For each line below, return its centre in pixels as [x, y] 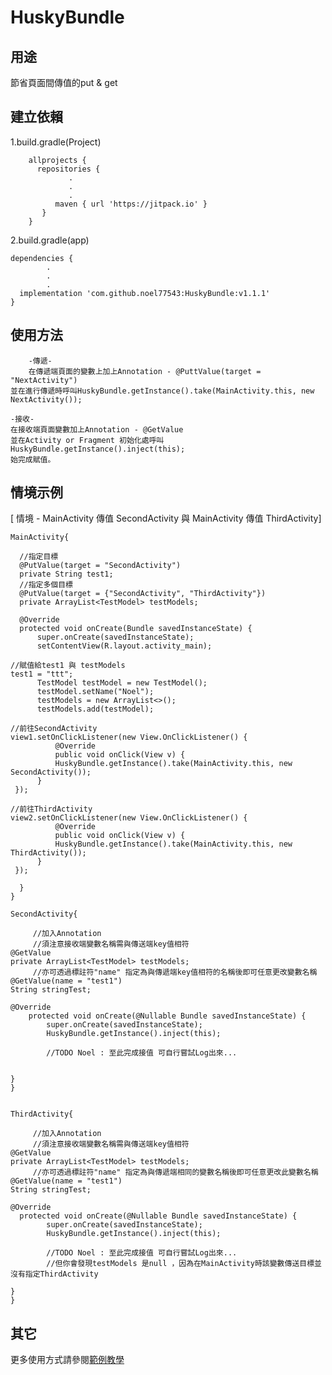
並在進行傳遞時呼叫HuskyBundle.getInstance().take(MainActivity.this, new [162, 391]
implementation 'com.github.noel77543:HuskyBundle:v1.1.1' [145, 293]
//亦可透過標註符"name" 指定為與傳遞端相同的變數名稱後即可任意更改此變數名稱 [175, 1172]
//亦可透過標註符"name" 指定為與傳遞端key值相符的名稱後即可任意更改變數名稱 [175, 972]
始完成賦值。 [33, 459]
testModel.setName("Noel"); [95, 692]
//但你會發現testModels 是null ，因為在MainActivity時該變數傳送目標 [180, 1264]
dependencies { [42, 258]
